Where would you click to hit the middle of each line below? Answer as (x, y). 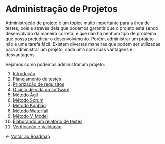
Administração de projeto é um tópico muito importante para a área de (78, 23)
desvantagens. (21, 54)
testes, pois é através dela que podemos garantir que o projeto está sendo (82, 28)
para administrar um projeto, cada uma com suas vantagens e (69, 49)
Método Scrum (28, 100)
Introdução (24, 73)
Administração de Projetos (62, 9)
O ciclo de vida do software (41, 89)
